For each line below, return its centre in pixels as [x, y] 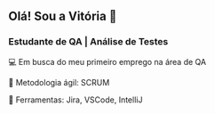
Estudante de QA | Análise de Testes [88, 42]
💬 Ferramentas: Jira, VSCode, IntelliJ [76, 100]
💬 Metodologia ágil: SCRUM [59, 82]
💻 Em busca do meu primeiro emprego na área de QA [107, 61]
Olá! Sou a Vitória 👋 [63, 16]
